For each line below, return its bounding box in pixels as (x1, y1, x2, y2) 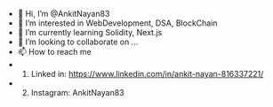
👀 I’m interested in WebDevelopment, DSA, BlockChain (17, 18, 218, 28)
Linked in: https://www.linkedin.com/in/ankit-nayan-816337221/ (30, 69, 264, 79)
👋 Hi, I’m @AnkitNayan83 (17, 9, 110, 19)
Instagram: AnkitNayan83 (30, 88, 124, 97)
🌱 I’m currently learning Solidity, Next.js (17, 27, 163, 37)
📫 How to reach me (17, 47, 92, 57)
